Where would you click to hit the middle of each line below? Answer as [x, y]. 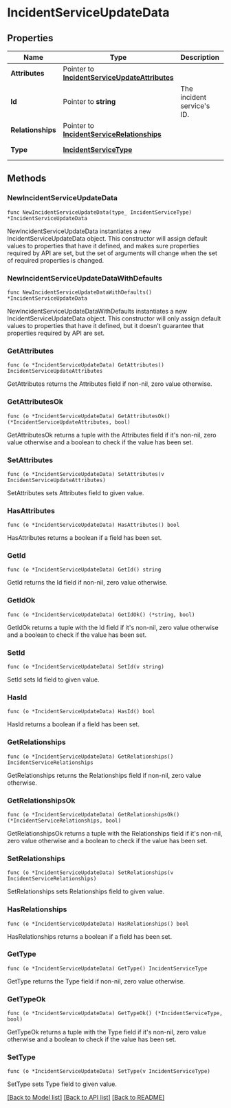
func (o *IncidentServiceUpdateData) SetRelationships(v [90, 873]
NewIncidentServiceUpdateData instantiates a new [79, 231]
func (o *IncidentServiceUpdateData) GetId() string [84, 570]
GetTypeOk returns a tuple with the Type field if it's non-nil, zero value [107, 1032]
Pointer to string [89, 101]
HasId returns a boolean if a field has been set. [73, 724]
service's [195, 106]
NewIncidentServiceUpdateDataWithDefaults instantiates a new [97, 311]
